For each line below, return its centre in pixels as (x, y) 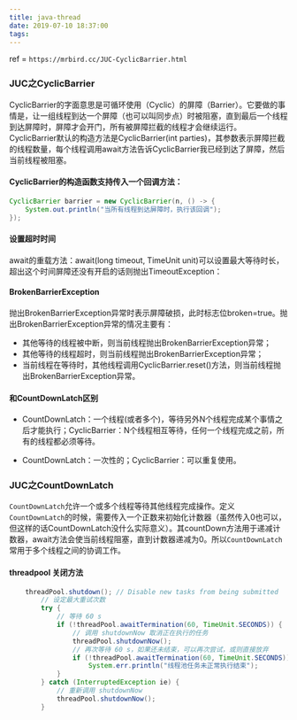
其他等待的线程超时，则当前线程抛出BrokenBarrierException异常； (143, 353)
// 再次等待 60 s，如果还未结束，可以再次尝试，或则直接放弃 (171, 649)
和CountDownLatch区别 (54, 398)
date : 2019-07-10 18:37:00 (59, 26)
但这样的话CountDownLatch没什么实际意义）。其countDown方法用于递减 (141, 529)
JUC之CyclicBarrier (52, 83)
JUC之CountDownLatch (61, 485)
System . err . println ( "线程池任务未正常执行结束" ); (173, 666)
